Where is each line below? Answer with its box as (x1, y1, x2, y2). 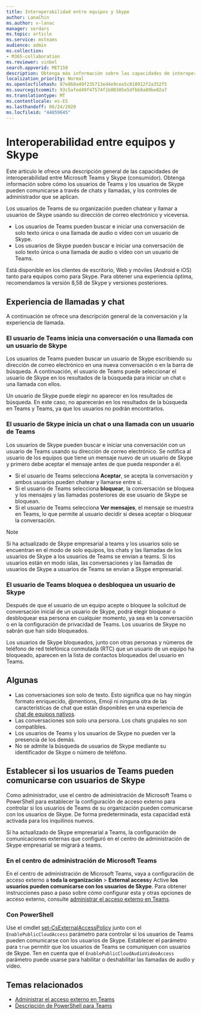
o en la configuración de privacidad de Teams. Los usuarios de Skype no (6, 621, 187, 628)
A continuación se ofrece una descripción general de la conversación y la (6, 313, 188, 320)
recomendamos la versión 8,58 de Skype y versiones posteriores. (6, 279, 168, 286)
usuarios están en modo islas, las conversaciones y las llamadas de (6, 559, 173, 566)
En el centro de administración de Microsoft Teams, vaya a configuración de (6, 870, 194, 877)
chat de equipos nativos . (14, 710, 76, 718)
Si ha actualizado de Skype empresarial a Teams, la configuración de (6, 828, 176, 835)
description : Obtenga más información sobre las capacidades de (6, 70, 170, 76)
